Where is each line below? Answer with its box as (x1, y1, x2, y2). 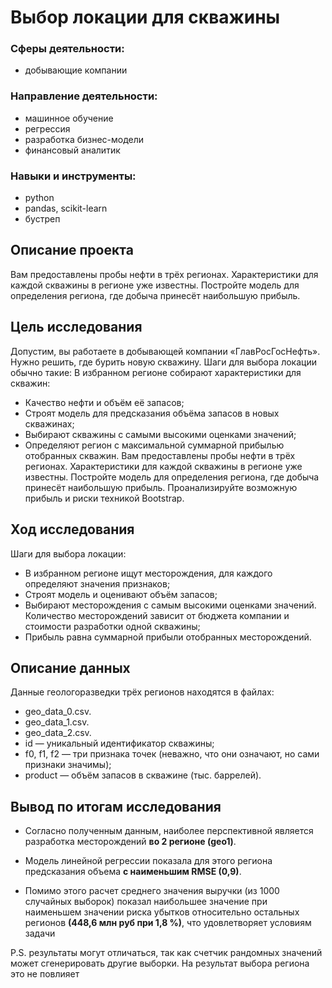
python (24, 192, 55, 204)
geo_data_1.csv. (24, 716, 90, 728)
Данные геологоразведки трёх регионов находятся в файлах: (10, 686, 275, 698)
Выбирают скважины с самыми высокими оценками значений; (24, 428, 297, 440)
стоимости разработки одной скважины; (24, 620, 201, 632)
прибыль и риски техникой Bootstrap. (24, 492, 185, 504)
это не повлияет (10, 968, 80, 980)
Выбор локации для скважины (10, 6, 281, 29)
